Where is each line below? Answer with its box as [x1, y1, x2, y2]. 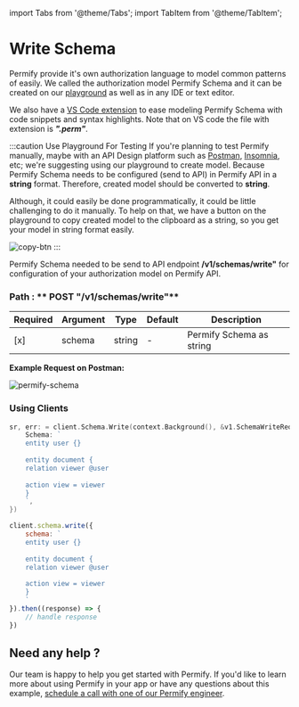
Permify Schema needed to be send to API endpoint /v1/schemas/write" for [9, 259, 289, 269]
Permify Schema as [186, 329, 269, 341]
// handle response [25, 612, 98, 621]
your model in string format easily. [9, 224, 135, 234]
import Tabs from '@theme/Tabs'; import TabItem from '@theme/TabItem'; [9, 8, 283, 18]
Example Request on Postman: [9, 363, 125, 374]
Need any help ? [9, 645, 101, 661]
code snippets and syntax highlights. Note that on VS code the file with [9, 113, 270, 124]
